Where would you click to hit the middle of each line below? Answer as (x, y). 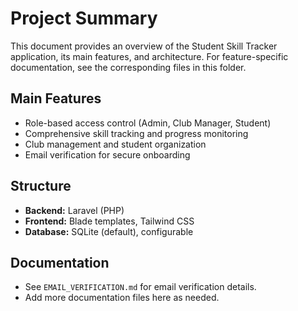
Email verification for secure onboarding (107, 154)
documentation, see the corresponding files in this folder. (128, 67)
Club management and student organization (115, 144)
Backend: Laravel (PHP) (74, 210)
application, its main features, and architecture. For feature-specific (149, 56)
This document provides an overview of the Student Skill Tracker (144, 46)
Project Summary (84, 18)
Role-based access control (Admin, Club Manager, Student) (148, 123)
